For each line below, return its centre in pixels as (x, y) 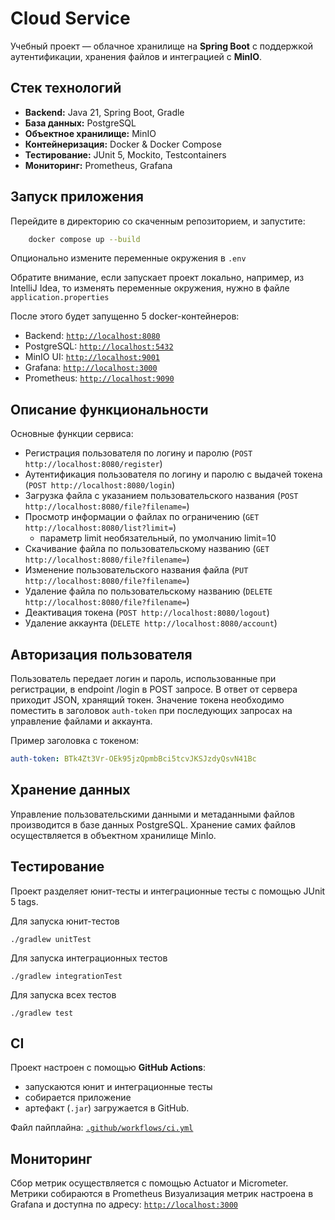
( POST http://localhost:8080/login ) (100, 485)
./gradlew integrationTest (66, 976)
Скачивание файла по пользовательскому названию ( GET (147, 549)
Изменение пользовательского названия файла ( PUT (136, 570)
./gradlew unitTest (51, 939)
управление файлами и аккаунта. (81, 721)
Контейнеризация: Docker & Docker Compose (123, 144)
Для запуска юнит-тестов (65, 921)
